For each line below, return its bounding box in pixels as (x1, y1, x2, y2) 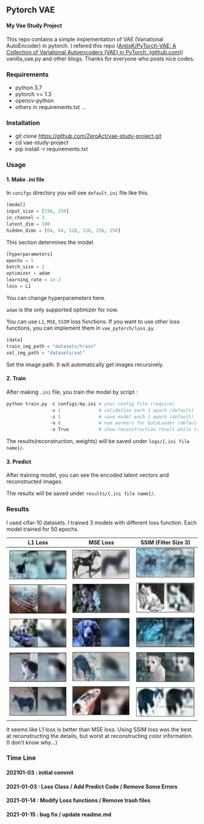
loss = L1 (6, 283, 32, 289)
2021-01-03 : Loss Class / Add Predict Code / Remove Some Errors (6, 783, 178, 790)
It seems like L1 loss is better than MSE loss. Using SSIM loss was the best (6, 725, 192, 733)
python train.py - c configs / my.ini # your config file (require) (6, 400, 175, 407)
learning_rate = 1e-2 (6, 277, 61, 283)
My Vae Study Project (6, 21, 63, 29)
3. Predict (6, 458, 32, 465)
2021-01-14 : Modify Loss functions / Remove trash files (6, 797, 151, 804)
